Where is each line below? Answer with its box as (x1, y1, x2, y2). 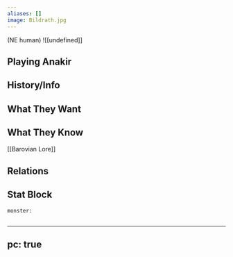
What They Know (7, 126, 84, 139)
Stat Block (7, 189, 53, 201)
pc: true (7, 239, 42, 251)
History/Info (7, 79, 60, 91)
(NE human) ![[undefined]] (7, 35, 83, 44)
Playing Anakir (7, 56, 72, 67)
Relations (7, 165, 49, 177)
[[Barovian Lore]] (7, 145, 56, 154)
